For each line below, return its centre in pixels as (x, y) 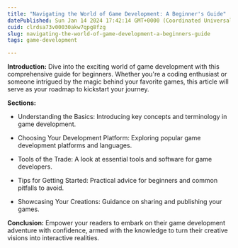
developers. (35, 167)
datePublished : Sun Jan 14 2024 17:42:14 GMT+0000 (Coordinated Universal (120, 21)
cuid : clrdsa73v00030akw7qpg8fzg (57, 27)
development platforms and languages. (75, 145)
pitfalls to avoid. (41, 188)
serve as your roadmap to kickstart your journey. (78, 89)
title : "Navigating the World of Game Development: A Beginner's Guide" (117, 14)
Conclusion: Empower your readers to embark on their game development (116, 223)
